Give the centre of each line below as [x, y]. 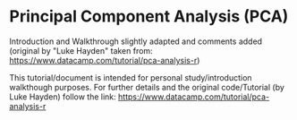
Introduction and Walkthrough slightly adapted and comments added [136, 41]
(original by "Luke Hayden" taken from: [81, 50]
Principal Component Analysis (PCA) [149, 17]
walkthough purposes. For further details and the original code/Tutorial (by [147, 87]
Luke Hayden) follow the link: [63, 97]
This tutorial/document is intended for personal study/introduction [131, 77]
